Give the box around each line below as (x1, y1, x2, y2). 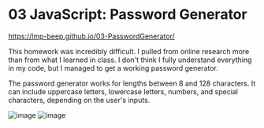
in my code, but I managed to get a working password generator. (8, 63, 219, 72)
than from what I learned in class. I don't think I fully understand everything (8, 55, 252, 64)
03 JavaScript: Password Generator (8, 5, 247, 24)
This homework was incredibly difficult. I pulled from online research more (8, 46, 250, 56)
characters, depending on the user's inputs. (8, 95, 151, 104)
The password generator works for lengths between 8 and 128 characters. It (8, 79, 256, 88)
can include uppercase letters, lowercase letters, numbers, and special (8, 86, 239, 96)
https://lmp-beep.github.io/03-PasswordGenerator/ (8, 31, 175, 41)
